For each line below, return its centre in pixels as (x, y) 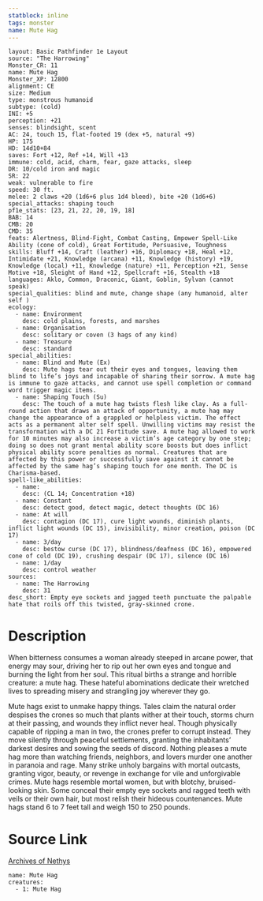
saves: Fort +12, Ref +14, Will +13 (68, 156)
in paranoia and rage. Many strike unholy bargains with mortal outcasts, (124, 765)
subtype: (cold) (35, 107)
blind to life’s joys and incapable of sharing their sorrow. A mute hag (132, 377)
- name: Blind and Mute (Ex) (63, 363)
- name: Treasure (44, 342)
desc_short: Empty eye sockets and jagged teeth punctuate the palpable (130, 598)
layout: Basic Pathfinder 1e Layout (68, 52)
